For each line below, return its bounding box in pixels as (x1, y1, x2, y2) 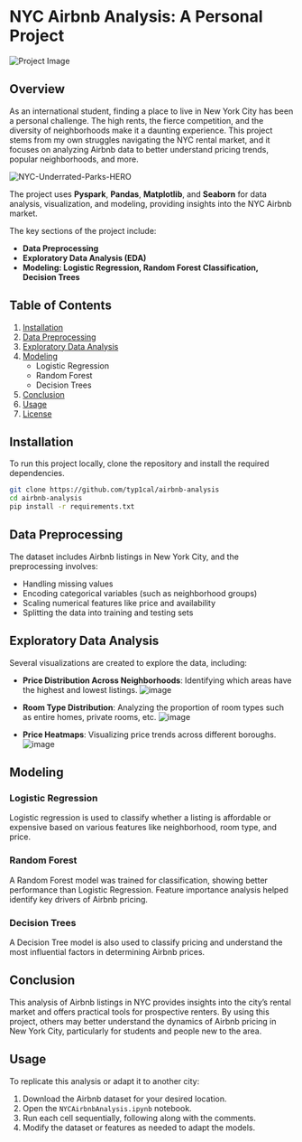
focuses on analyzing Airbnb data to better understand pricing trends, (9, 144, 269, 154)
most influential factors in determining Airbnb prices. (9, 946, 206, 957)
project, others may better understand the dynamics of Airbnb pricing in (9, 1016, 277, 1026)
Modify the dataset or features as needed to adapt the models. (22, 1122, 256, 1133)
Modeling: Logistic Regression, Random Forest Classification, (22, 262, 259, 273)
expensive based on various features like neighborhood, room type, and (9, 822, 278, 833)
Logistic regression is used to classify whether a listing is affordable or (9, 812, 272, 823)
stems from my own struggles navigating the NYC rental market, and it (9, 134, 270, 145)
